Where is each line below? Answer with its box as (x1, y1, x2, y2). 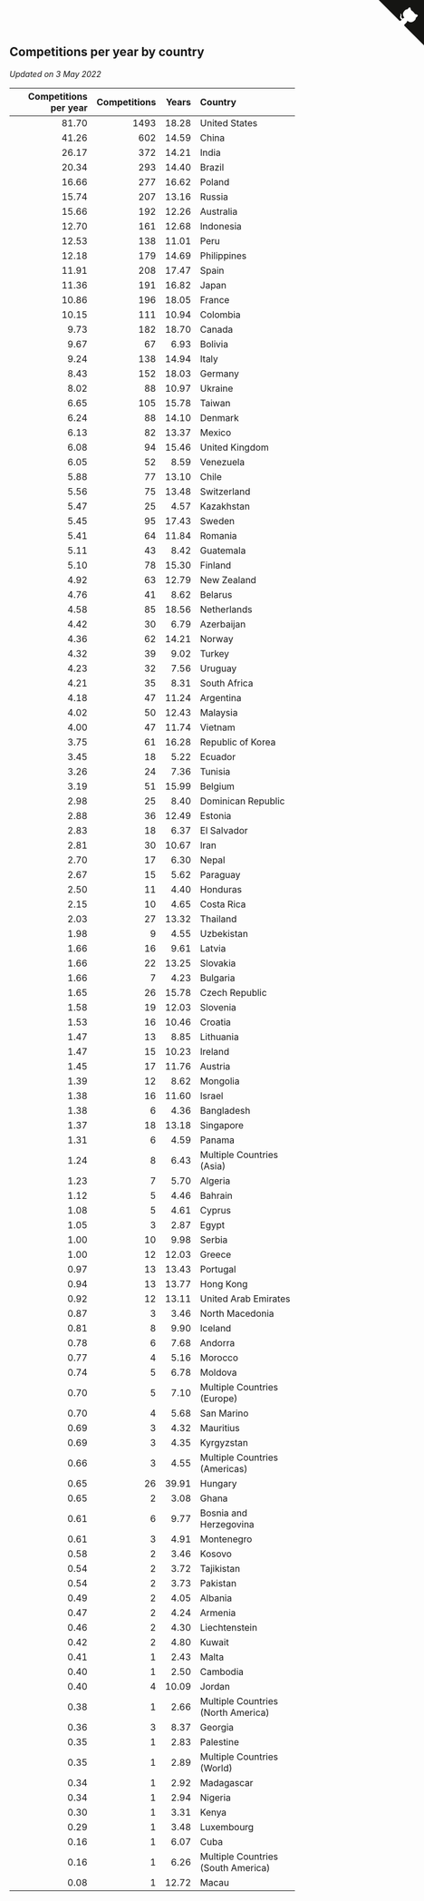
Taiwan (199, 396, 231, 409)
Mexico (199, 426, 232, 439)
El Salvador (199, 824, 248, 836)
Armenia (199, 1606, 236, 1619)
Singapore (199, 1118, 245, 1131)
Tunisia (199, 765, 231, 777)
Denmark (199, 411, 239, 424)
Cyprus (199, 1204, 231, 1216)
